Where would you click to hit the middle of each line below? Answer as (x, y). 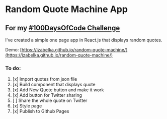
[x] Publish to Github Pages (41, 111)
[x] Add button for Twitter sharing (47, 95)
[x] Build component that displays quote (54, 85)
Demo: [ (14, 50)
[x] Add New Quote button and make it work (58, 90)
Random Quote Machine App (67, 9)
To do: (13, 68)
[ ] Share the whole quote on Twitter (50, 101)
